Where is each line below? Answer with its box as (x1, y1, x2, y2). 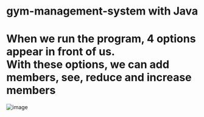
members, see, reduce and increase (6, 71, 192, 84)
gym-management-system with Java (6, 4, 199, 18)
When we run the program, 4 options (6, 32, 196, 46)
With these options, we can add (6, 58, 169, 72)
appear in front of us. (6, 45, 116, 59)
